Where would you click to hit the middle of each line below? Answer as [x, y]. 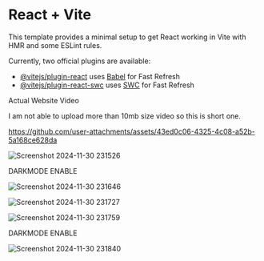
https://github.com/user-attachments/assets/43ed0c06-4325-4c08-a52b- [132, 131]
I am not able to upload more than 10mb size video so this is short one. [125, 116]
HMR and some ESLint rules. [55, 45]
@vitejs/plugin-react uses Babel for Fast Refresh [100, 76]
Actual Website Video [44, 100]
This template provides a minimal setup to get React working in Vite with [127, 37]
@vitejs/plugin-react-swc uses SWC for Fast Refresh [107, 85]
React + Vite [50, 15]
